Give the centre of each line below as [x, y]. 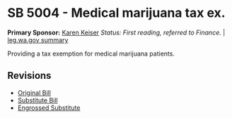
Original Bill [34, 92]
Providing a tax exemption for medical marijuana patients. [91, 54]
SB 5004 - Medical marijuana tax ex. [116, 13]
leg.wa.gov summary [38, 39]
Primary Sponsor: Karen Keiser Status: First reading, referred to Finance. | [116, 32]
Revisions [29, 76]
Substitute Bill [37, 100]
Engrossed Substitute [49, 108]
